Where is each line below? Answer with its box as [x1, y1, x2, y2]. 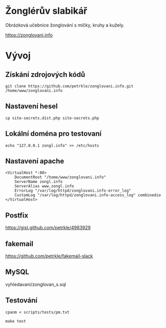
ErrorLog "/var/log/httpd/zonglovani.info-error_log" [14, 188, 131, 194]
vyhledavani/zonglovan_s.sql [5, 281, 66, 287]
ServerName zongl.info [14, 179, 63, 184]
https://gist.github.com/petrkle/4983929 [5, 225, 91, 231]
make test [5, 318, 27, 324]
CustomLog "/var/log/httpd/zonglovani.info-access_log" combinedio [14, 193, 161, 198]
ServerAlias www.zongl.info [14, 184, 74, 189]
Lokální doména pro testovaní [5, 129, 102, 138]
